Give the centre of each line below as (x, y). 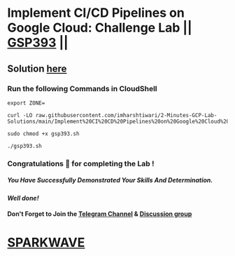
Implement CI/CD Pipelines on (96, 13)
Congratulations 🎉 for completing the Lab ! (81, 163)
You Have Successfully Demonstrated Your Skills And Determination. (110, 180)
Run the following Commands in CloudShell (82, 88)
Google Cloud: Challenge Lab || (100, 28)
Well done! (23, 198)
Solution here (37, 68)
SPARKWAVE (46, 242)
